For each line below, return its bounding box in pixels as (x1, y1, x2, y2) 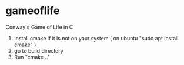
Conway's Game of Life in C (5, 23, 73, 30)
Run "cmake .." (14, 53, 51, 60)
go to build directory (14, 47, 63, 54)
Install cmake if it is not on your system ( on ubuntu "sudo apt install (14, 35, 179, 42)
